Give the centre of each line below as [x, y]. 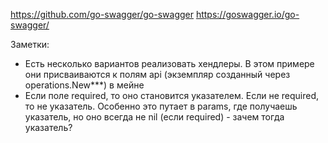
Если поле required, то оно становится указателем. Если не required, [171, 95]
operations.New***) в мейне [84, 85]
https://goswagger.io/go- [247, 14]
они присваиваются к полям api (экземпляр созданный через [157, 74]
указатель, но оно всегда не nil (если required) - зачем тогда [154, 117]
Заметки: [30, 44]
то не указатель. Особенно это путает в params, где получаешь [161, 106]
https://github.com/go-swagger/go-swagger [102, 14]
